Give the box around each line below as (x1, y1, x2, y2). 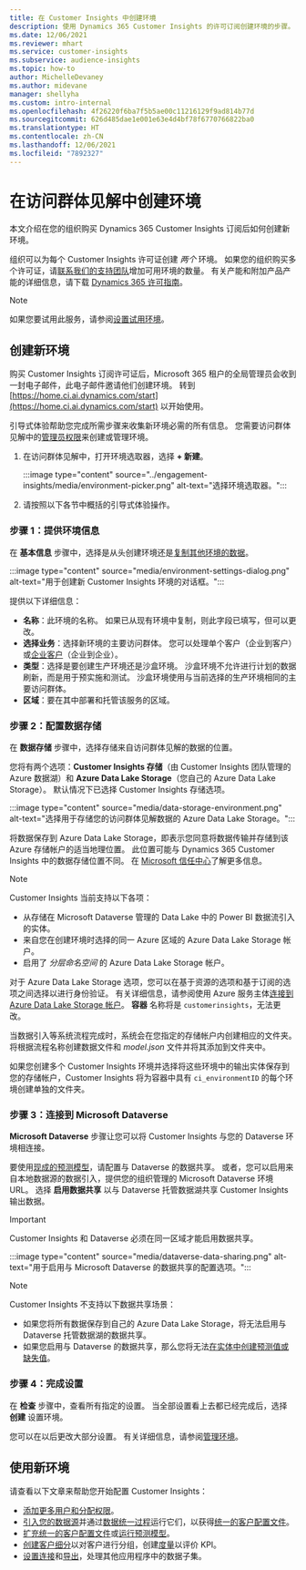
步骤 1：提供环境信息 (9, 525, 100, 538)
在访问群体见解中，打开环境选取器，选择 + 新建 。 (22, 451, 209, 462)
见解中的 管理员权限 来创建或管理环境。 (9, 432, 153, 443)
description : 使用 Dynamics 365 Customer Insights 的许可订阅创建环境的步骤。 (9, 22, 295, 31)
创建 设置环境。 (9, 1411, 68, 1422)
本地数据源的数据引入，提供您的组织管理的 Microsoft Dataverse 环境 (16, 1173, 274, 1185)
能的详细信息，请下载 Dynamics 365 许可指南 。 (9, 276, 189, 287)
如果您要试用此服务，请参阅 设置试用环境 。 (9, 313, 169, 324)
